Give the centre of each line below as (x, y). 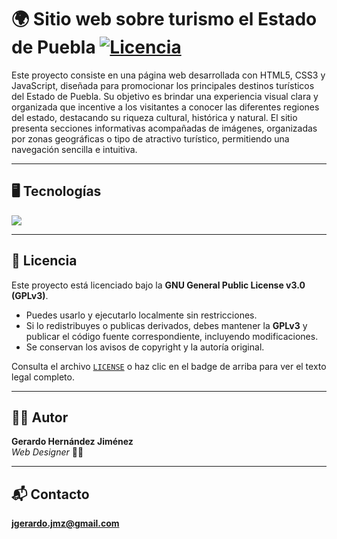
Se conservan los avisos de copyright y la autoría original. (145, 347)
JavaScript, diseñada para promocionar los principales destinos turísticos (163, 85)
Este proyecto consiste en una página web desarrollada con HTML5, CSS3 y (168, 75)
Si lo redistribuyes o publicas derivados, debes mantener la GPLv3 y (166, 325)
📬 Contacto (50, 494)
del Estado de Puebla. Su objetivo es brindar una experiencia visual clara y (165, 96)
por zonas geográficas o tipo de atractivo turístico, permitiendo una (150, 138)
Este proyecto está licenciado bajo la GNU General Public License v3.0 (158, 285)
